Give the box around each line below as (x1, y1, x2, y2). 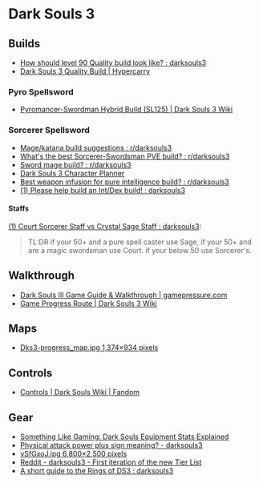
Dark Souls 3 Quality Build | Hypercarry (19, 66, 151, 76)
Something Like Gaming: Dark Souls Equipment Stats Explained (19, 432, 229, 441)
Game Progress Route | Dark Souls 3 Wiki (19, 298, 158, 308)
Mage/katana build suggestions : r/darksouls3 (19, 143, 172, 152)
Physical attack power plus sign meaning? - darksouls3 (19, 441, 203, 450)
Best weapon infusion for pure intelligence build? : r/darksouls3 (19, 177, 230, 187)
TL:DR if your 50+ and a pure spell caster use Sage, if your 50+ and (27, 237, 252, 247)
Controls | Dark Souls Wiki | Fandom (19, 388, 140, 397)
